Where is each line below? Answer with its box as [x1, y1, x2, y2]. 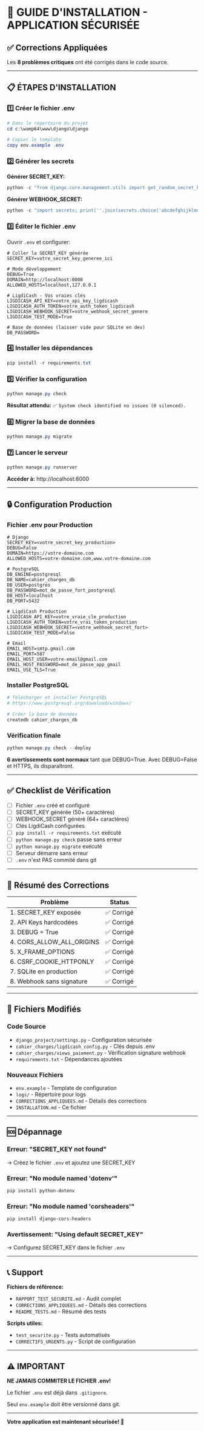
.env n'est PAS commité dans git [15, 856, 97, 864]
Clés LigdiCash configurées [15, 822, 85, 829]
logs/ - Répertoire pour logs [15, 1091, 87, 1098]
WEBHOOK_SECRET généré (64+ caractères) [15, 815, 130, 822]
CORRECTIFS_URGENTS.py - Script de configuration [15, 1338, 136, 1345]
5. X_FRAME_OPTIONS [10, 948, 75, 956]
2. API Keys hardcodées [10, 918, 78, 927]
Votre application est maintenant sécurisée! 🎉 [7, 1418, 125, 1425]
